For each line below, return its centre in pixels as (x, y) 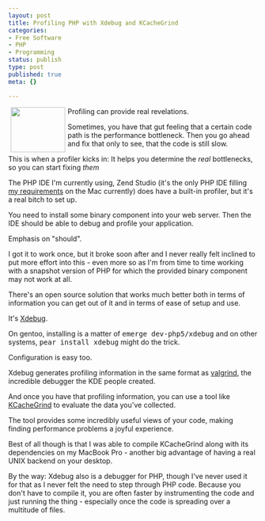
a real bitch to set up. (43, 200)
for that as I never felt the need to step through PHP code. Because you (125, 485)
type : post (26, 67)
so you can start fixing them (54, 167)
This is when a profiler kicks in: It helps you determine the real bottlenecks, (131, 158)
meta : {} (23, 82)
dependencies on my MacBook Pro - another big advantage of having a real (132, 452)
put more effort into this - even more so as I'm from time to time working (126, 262)
